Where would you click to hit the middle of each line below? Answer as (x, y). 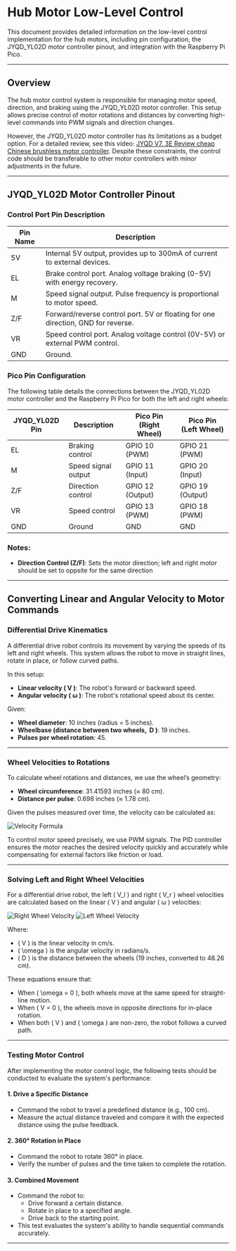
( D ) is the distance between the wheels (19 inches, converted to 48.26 (121, 958)
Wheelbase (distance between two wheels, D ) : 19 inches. (104, 730)
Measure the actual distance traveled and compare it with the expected (120, 1117)
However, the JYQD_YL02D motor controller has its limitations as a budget (115, 136)
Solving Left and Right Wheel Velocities (76, 879)
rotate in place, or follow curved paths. (63, 660)
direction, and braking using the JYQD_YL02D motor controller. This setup (114, 107)
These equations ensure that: (50, 979)
